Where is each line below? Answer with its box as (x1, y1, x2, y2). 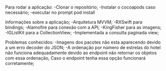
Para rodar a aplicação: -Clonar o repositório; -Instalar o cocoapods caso (5, 4, 156, 10)
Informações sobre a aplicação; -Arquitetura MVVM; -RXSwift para (5, 19, 143, 25)
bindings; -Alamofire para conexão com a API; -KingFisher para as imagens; (5, 24, 162, 30)
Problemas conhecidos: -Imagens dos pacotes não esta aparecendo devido (5, 39, 161, 45)
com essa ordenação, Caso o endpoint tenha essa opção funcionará (5, 55, 146, 61)
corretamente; (5, 61, 35, 66)
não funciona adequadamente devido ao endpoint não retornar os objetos (5, 50, 157, 56)
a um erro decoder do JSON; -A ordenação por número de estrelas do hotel (5, 45, 161, 50)
